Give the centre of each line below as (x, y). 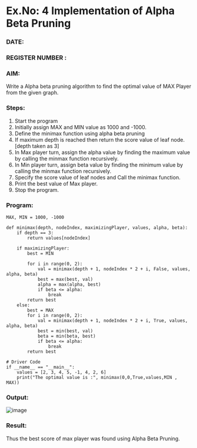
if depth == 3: (35, 233)
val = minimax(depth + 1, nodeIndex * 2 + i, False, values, (114, 269)
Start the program (36, 121)
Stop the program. (37, 189)
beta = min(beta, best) (66, 336)
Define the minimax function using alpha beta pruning (80, 133)
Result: (16, 426)
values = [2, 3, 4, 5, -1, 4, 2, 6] (62, 372)
